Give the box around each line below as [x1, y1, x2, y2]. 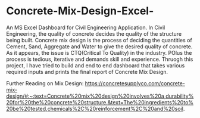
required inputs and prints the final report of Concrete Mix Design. [6, 68, 168, 75]
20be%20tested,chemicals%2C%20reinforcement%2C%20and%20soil [6, 105, 183, 112]
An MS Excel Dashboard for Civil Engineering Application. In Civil [6, 24, 165, 31]
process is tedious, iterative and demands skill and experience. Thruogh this [6, 55, 193, 63]
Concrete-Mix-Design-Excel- [6, 4, 154, 18]
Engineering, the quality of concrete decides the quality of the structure [6, 30, 182, 37]
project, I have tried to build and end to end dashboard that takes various [6, 61, 185, 69]
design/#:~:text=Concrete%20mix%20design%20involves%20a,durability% [6, 92, 194, 100]
